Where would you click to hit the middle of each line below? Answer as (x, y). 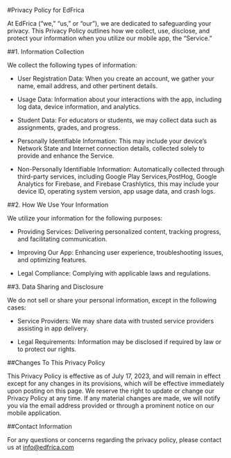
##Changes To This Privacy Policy (56, 363)
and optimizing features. (52, 260)
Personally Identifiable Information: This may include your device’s (112, 141)
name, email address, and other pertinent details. (87, 86)
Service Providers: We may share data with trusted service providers (115, 321)
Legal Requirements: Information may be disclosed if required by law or (119, 342)
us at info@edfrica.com (41, 447)
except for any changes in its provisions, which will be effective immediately (116, 383)
